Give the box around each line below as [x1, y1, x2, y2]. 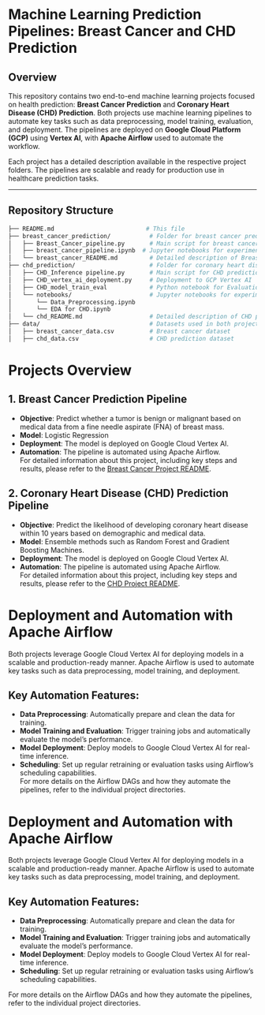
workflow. [8, 142, 40, 151]
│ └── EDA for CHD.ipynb [8, 305, 111, 313]
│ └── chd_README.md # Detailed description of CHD [8, 313, 252, 321]
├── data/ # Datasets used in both [8, 320, 231, 328]
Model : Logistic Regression [19, 430, 109, 439]
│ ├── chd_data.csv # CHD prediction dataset [8, 334, 235, 342]
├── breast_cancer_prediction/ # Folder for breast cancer [8, 232, 242, 240]
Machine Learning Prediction [8, 6, 202, 24]
